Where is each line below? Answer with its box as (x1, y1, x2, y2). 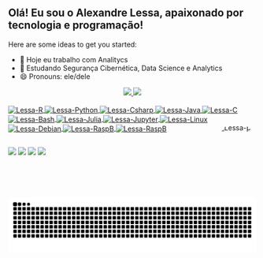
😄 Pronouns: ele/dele (19, 71, 91, 81)
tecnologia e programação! (8, 19, 144, 32)
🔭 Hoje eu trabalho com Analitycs (19, 54, 128, 64)
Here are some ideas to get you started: (8, 39, 138, 49)
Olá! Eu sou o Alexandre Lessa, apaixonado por (8, 6, 244, 20)
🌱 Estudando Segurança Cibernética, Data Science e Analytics (19, 63, 223, 73)
